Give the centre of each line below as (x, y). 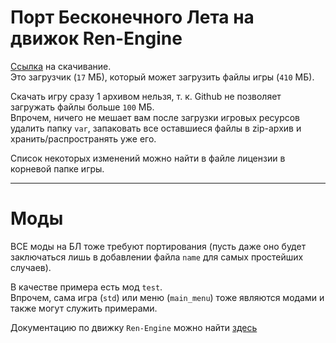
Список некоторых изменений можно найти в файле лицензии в (148, 158)
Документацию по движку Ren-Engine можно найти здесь (134, 327)
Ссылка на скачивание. (61, 66)
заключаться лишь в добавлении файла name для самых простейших (157, 257)
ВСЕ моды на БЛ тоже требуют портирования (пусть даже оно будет (158, 246)
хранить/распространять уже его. (83, 138)
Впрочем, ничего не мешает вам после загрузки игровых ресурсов (155, 117)
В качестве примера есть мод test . (86, 287)
